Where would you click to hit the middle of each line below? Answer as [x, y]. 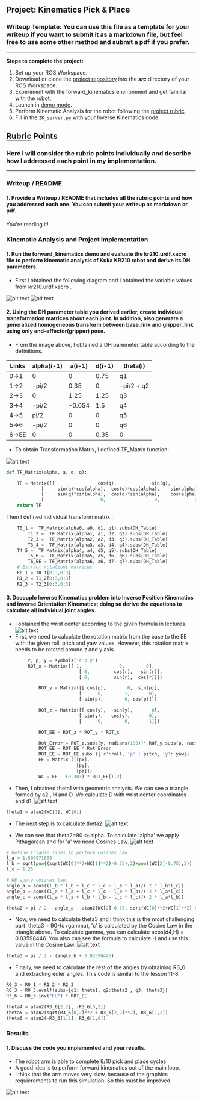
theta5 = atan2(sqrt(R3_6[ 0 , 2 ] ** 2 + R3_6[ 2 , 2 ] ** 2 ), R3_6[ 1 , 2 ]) [87, 1013]
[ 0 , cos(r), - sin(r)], [121, 671]
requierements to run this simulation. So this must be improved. [93, 1081]
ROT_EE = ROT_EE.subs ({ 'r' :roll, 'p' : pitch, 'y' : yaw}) [114, 754]
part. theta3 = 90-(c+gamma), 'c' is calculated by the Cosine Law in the [104, 926]
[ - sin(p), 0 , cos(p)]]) [118, 699]
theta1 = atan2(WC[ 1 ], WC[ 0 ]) [44, 812]
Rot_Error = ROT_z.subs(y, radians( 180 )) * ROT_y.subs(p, [111, 743]
